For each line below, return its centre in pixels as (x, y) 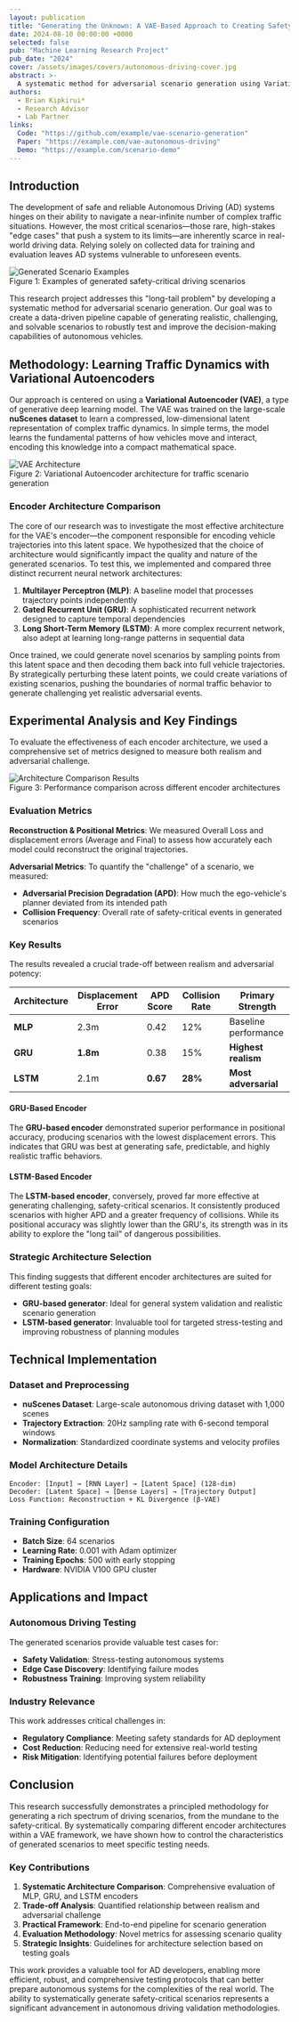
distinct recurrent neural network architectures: (96, 573)
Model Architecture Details (69, 1466)
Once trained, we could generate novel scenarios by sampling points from (145, 654)
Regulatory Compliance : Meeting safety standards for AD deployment (151, 1738)
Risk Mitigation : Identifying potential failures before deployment (140, 1757)
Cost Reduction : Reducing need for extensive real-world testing (140, 1747)
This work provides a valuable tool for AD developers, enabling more (135, 1970)
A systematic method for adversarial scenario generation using (139, 84)
